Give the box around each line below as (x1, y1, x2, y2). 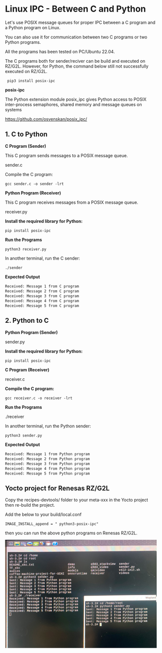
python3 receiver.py (5, 247, 47, 251)
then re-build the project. (5, 502, 55, 508)
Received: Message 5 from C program (5, 303, 79, 308)
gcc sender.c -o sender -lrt (5, 181, 64, 186)
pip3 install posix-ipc (7, 78, 55, 83)
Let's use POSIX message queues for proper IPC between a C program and (5, 19, 156, 25)
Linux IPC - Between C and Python (5, 3, 146, 15)
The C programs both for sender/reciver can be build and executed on (5, 58, 146, 64)
